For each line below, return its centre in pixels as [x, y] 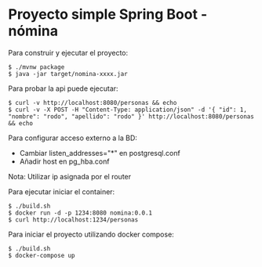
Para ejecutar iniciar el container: [62, 191]
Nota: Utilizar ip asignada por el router [70, 176]
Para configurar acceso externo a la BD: [73, 138]
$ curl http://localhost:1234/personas [73, 220]
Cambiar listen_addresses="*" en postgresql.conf [100, 153]
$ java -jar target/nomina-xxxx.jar [68, 74]
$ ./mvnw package [36, 67]
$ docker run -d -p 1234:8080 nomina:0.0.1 [80, 213]
